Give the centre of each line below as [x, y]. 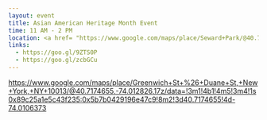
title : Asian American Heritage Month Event [83, 23]
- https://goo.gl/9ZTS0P [56, 52]
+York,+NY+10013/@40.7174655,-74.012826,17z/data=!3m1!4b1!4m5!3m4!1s [132, 91]
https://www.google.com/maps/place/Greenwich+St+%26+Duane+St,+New [133, 82]
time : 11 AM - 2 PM [41, 30]
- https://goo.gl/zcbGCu [56, 60]
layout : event [32, 15]
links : [19, 45]
